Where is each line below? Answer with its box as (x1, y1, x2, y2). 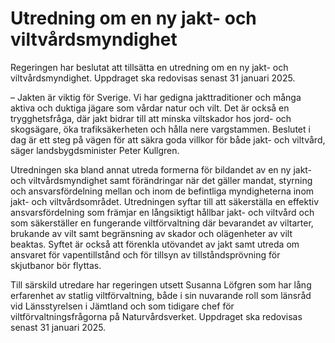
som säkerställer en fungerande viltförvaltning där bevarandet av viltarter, (10, 217, 314, 229)
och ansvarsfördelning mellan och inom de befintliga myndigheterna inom (10, 185, 315, 197)
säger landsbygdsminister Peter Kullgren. (10, 144, 180, 156)
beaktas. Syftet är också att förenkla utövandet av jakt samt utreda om (10, 238, 300, 250)
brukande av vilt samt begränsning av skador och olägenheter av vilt (10, 227, 293, 239)
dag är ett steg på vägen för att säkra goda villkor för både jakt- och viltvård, (10, 133, 326, 146)
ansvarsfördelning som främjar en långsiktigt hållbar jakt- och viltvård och (10, 206, 315, 218)
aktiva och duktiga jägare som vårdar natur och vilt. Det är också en (10, 102, 290, 114)
